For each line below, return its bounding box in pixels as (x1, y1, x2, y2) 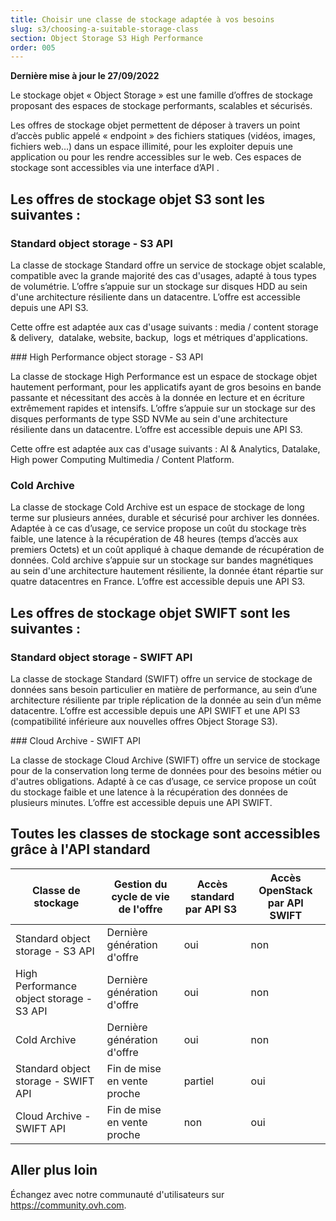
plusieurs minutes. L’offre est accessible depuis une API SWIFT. (10, 796, 273, 808)
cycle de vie (111, 889, 170, 903)
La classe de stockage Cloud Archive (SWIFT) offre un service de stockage (10, 754, 321, 766)
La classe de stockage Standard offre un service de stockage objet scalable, (10, 259, 326, 271)
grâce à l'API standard (10, 841, 151, 858)
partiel (183, 1074, 215, 1088)
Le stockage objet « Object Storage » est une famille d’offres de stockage (10, 89, 314, 101)
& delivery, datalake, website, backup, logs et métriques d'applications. (10, 331, 309, 343)
